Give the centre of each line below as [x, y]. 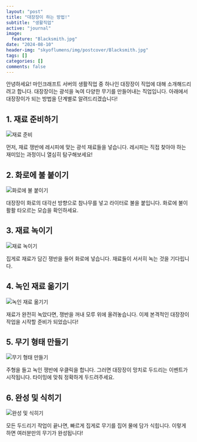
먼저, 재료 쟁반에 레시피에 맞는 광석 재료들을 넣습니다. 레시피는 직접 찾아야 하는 [96, 147]
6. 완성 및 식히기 [34, 397]
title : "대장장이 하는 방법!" [38, 17]
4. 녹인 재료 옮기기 [38, 286]
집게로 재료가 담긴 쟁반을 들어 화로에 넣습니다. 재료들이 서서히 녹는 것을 [88, 258]
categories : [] [25, 61]
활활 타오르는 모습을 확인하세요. [42, 210]
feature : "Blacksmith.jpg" [44, 39]
